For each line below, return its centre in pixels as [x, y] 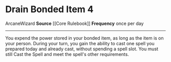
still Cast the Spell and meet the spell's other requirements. [67, 54]
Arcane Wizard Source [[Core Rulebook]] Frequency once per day [75, 23]
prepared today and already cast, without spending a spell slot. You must [82, 49]
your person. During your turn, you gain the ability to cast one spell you [80, 43]
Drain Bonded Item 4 [49, 9]
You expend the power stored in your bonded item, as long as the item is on [84, 38]
